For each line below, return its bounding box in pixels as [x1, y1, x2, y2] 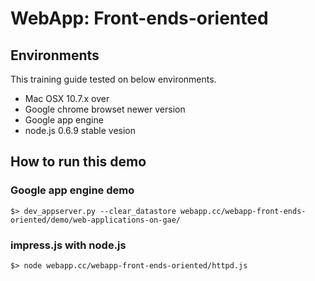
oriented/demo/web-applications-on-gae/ [10, 215, 182, 225]
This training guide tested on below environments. [10, 73, 217, 85]
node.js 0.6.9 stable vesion [24, 125, 137, 136]
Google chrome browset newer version [24, 103, 186, 115]
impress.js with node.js [10, 238, 127, 252]
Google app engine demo [10, 183, 135, 197]
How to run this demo [10, 153, 147, 171]
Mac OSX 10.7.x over [24, 93, 110, 104]
